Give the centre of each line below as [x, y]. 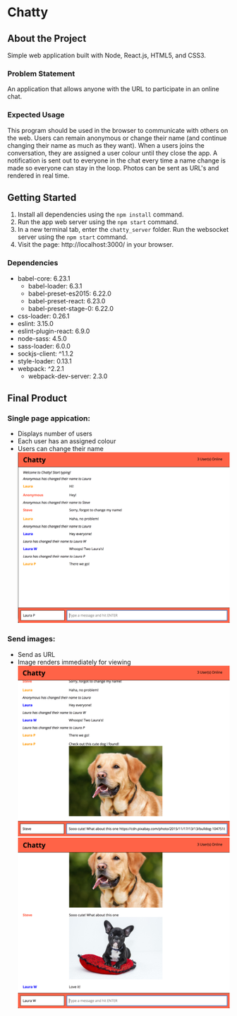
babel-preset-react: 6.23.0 [67, 300]
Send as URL [36, 654]
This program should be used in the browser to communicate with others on [118, 130]
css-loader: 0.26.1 [43, 316]
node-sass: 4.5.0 [42, 338]
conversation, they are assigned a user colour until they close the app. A [113, 153]
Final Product [37, 398]
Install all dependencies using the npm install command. [101, 215]
